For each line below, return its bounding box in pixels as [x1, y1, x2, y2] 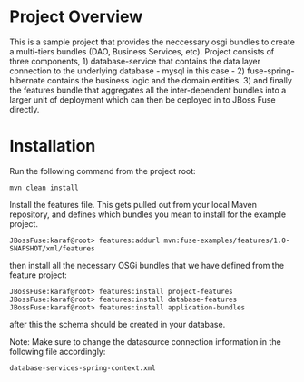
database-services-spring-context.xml [9, 363, 156, 373]
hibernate [9, 74, 45, 85]
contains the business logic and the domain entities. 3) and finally [46, 74, 293, 85]
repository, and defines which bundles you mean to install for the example [9, 209, 287, 220]
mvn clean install [9, 183, 79, 192]
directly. [9, 103, 40, 114]
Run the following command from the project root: [9, 165, 197, 176]
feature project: [9, 269, 68, 280]
